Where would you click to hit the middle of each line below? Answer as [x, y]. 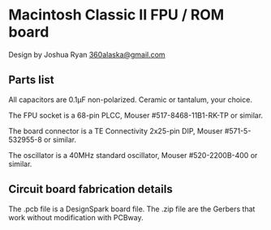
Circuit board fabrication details [90, 189]
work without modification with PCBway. [76, 217]
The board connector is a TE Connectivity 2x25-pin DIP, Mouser [116, 130]
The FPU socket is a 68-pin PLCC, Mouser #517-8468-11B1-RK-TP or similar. [136, 115]
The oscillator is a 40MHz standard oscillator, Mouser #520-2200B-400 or [133, 155]
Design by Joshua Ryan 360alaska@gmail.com [87, 54]
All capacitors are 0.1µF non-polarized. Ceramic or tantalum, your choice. [131, 100]
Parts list [31, 80]
